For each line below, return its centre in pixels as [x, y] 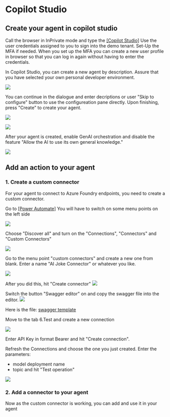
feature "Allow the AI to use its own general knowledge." [64, 142]
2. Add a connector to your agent [47, 392]
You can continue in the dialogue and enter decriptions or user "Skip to [80, 97]
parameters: [18, 354]
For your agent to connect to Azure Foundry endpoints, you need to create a [85, 193]
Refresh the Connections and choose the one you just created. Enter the [81, 349]
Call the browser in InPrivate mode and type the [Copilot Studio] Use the [81, 40]
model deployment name [39, 364]
